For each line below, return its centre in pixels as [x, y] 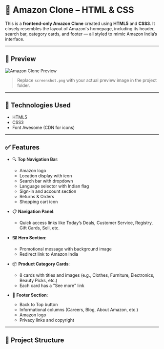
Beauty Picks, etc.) [38, 281]
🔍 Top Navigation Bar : [35, 159]
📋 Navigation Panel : [33, 211]
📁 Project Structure [35, 340]
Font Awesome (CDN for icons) [43, 127]
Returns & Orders [37, 197]
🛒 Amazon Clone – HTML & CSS [70, 10]
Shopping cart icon [39, 202]
